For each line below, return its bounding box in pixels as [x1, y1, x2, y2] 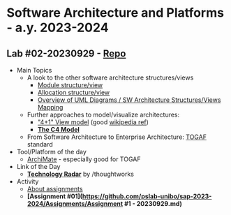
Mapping [37, 103, 64, 111]
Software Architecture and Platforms [6, 5, 225, 21]
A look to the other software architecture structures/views [27, 73, 194, 82]
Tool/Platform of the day [16, 148, 87, 156]
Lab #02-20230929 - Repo [6, 47, 126, 59]
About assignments [27, 185, 83, 193]
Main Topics [16, 66, 52, 74]
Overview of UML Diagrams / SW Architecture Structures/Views [37, 96, 221, 104]
